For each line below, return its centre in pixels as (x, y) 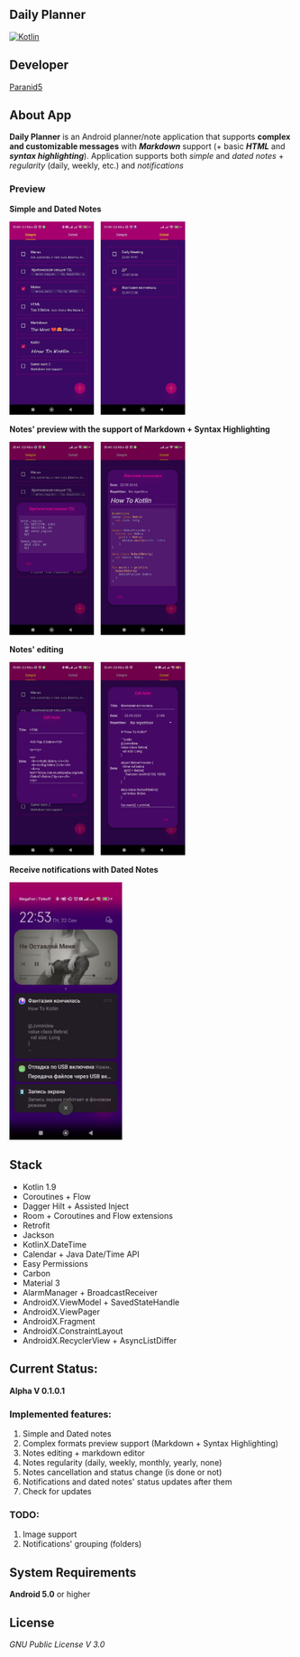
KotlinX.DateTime (55, 1244)
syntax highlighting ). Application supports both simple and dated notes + (147, 156)
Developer (39, 66)
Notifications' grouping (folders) (82, 1544)
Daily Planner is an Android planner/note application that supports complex (150, 137)
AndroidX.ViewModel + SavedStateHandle (101, 1302)
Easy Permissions (55, 1263)
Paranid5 (26, 87)
